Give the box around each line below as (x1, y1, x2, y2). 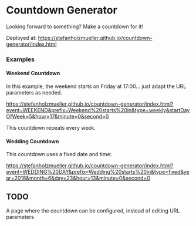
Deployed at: (6, 34, 37, 41)
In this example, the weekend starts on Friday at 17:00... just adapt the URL (6, 83, 187, 90)
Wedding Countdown (6, 137, 59, 144)
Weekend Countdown (6, 70, 60, 77)
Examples (6, 55, 35, 63)
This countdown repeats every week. (6, 124, 96, 131)
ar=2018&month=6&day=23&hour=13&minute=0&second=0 (6, 174, 151, 182)
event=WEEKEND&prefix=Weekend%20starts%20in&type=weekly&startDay (6, 107, 190, 114)
